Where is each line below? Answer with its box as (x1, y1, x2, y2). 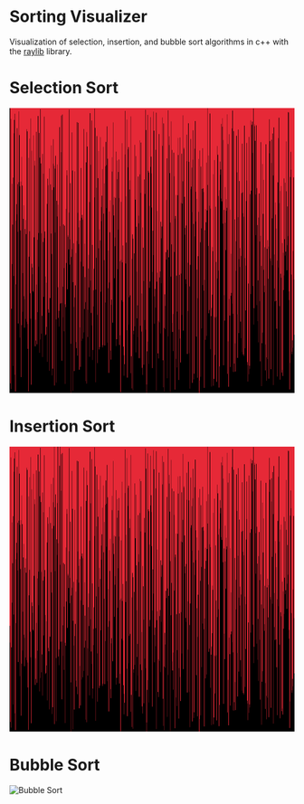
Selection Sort (9, 78, 119, 99)
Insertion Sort (9, 416, 116, 437)
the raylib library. (9, 45, 72, 56)
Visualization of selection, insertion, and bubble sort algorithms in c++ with (9, 36, 290, 47)
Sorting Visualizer (9, 6, 147, 27)
